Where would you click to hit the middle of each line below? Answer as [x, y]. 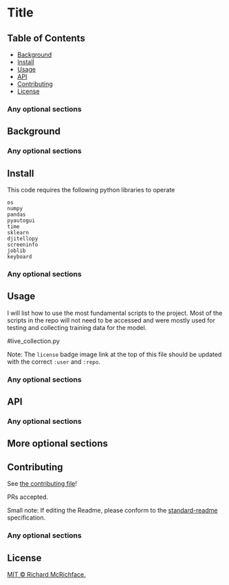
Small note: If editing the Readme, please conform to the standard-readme [112, 511]
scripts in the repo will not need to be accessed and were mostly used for [111, 320]
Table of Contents [46, 38]
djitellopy [23, 239]
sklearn [18, 233]
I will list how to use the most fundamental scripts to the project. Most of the [115, 313]
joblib [17, 251]
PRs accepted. [28, 497]
